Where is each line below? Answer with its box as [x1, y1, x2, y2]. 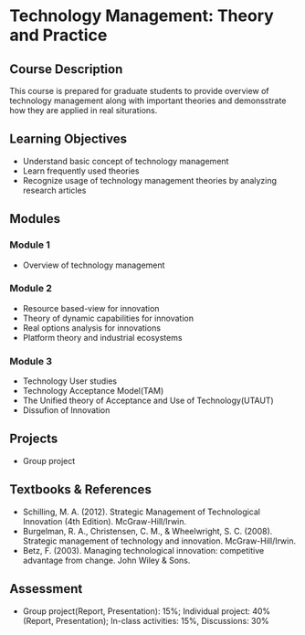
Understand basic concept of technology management [22, 155, 229, 166]
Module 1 [9, 238, 50, 251]
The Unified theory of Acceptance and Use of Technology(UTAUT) [22, 395, 274, 407]
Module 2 [9, 282, 53, 295]
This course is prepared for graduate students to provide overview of [9, 86, 269, 96]
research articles [22, 185, 87, 196]
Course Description [9, 61, 123, 77]
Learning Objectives [9, 132, 128, 147]
